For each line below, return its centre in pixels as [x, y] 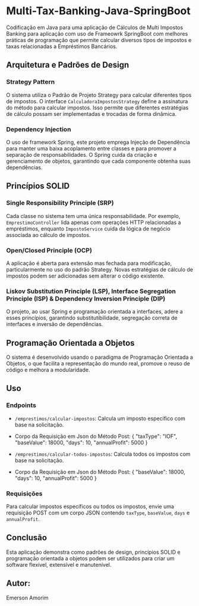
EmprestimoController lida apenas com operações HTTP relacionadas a [94, 222]
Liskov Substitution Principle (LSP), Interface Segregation [91, 291]
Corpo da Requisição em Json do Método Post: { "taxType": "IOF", [96, 436]
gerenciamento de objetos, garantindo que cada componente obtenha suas [99, 161]
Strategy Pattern [31, 82]
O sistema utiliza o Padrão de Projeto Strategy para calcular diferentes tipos [99, 95]
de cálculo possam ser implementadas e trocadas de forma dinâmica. [91, 113]
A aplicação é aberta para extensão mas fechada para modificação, [89, 263]
